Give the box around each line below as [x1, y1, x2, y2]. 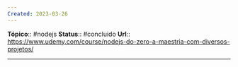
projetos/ [7, 44, 34, 53]
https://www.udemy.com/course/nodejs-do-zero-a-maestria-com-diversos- [7, 37, 230, 46]
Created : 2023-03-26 [7, 10, 69, 18]
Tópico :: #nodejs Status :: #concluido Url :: [7, 30, 131, 38]
